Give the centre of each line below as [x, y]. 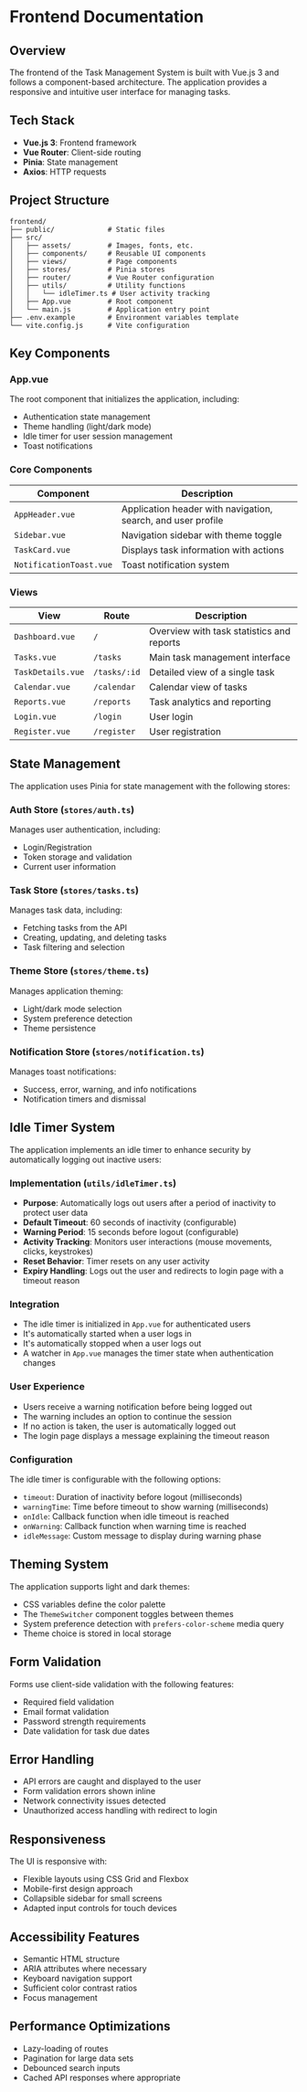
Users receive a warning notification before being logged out [138, 1406]
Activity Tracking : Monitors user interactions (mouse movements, [147, 1242]
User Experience [47, 1387]
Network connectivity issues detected [94, 1801]
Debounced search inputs [71, 2067]
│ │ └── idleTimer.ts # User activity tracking [110, 293]
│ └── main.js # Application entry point [110, 309]
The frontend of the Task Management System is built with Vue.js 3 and [144, 72]
